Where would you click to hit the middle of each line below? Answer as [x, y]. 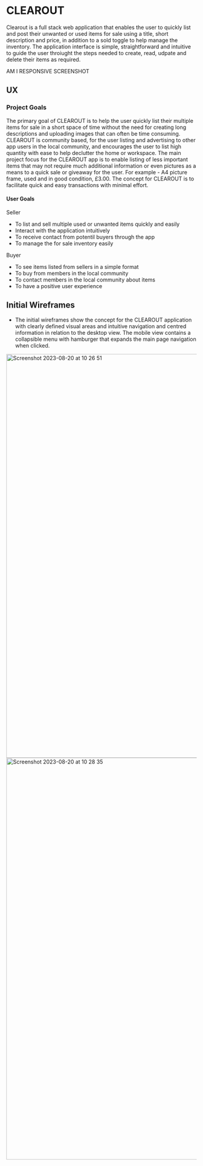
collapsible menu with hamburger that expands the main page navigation [105, 339]
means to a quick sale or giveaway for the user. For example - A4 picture [97, 172]
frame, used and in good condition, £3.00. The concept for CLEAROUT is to [100, 179]
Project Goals [27, 108]
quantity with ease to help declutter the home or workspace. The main [94, 153]
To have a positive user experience [59, 286]
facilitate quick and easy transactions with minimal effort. [77, 185]
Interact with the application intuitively [63, 230]
